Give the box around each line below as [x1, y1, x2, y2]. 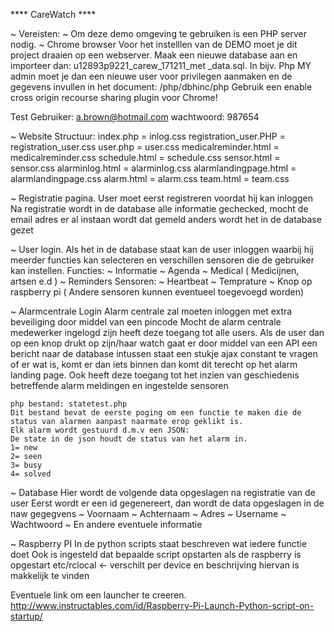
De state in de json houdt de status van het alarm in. [10, 434, 248, 444]
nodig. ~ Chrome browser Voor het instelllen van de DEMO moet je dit [10, 39, 298, 50]
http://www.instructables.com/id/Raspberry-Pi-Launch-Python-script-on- [10, 600, 315, 611]
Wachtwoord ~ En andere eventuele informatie [10, 519, 203, 530]
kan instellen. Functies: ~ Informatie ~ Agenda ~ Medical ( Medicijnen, [10, 265, 300, 276]
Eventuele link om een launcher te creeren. [10, 589, 187, 601]
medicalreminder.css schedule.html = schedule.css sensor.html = [10, 152, 281, 163]
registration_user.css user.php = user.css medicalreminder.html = [10, 141, 280, 153]
